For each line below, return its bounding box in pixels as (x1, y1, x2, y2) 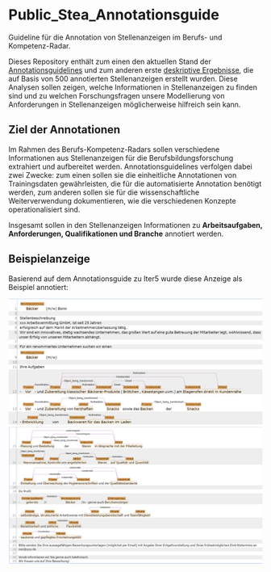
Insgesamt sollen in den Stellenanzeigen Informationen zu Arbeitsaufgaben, (8, 220, 263, 229)
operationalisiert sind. (8, 204, 81, 214)
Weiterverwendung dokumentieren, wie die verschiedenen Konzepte (8, 196, 236, 205)
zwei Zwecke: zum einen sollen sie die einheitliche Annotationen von (8, 170, 237, 179)
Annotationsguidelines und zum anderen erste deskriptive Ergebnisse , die (8, 65, 254, 74)
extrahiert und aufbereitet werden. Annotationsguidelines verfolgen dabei (8, 162, 252, 171)
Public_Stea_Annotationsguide (8, 6, 219, 24)
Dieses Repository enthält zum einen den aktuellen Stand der (8, 57, 211, 66)
